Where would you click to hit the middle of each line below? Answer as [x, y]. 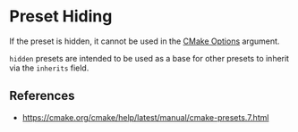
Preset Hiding [61, 16]
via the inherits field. [49, 68]
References [42, 96]
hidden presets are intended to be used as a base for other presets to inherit [149, 58]
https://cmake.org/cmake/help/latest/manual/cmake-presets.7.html [145, 117]
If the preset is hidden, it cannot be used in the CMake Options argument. [145, 41]
